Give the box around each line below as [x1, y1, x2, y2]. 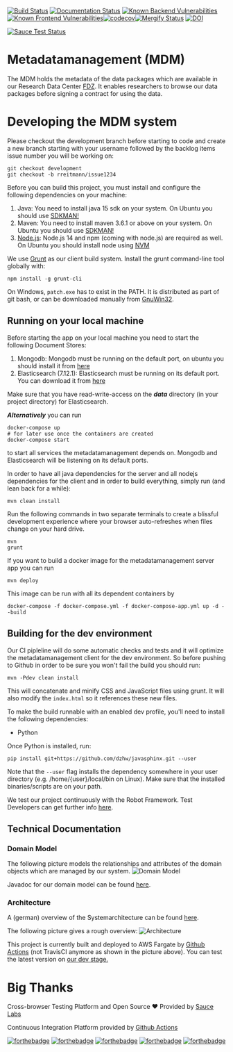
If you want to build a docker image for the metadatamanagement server [7, 556, 215, 564]
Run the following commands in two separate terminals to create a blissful [7, 509, 218, 518]
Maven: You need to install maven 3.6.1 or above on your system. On [17, 219, 213, 227]
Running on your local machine [7, 315, 144, 327]
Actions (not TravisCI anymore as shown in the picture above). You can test [7, 948, 223, 956]
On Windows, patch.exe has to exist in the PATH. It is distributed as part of [7, 287, 220, 295]
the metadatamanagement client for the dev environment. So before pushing [7, 653, 226, 661]
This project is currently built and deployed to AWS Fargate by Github [7, 940, 205, 948]
